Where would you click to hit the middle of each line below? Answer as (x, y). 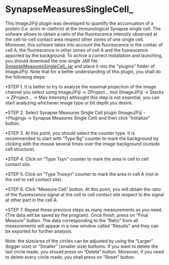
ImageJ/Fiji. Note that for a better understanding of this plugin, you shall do (83, 71)
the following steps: (26, 77)
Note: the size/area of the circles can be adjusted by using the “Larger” (79, 241)
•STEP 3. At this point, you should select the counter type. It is (70, 133)
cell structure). (20, 149)
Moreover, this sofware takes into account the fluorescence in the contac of (84, 44)
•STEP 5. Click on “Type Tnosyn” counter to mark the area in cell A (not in (82, 174)
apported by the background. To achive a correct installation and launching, (84, 55)
